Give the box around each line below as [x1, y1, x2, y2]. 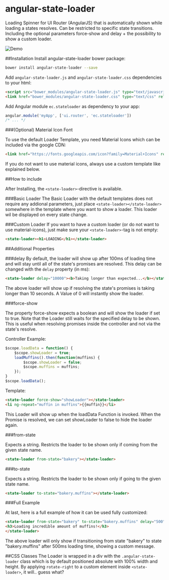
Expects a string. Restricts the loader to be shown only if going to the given [5, 476, 161, 482]
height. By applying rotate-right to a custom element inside [5, 564, 131, 570]
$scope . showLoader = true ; [14, 350, 71, 355]
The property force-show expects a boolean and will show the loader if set [5, 310, 160, 316]
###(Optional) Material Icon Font [5, 127, 73, 133]
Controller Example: [5, 336, 46, 342]
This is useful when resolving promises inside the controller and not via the [5, 321, 161, 327]
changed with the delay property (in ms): [5, 266, 90, 273]
